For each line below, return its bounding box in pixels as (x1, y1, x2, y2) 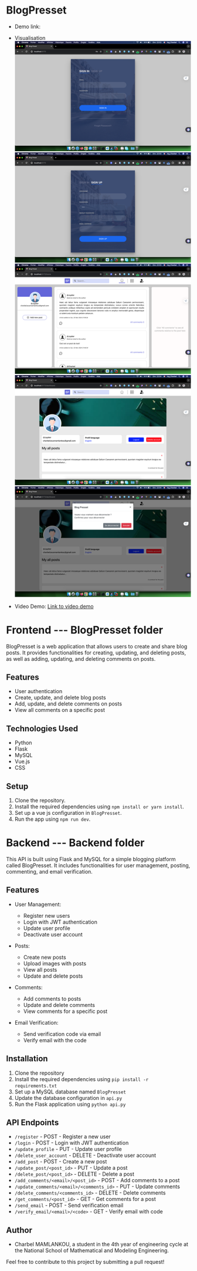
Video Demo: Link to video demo (14, 603, 94, 610)
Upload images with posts (23, 959, 87, 967)
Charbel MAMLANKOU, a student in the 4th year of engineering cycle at (14, 1241, 189, 1248)
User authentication (14, 688, 63, 695)
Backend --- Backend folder (6, 836, 145, 849)
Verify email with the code (23, 1036, 87, 1043)
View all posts (23, 966, 57, 973)
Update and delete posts (23, 972, 83, 979)
